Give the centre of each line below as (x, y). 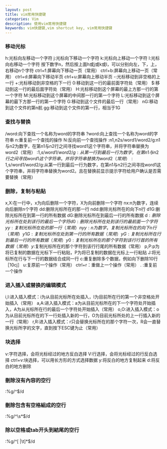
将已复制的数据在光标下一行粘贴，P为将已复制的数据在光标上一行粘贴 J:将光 (83, 253)
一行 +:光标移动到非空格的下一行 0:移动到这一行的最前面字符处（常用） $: (80, 83)
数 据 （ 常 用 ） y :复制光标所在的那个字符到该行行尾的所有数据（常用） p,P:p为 (82, 247)
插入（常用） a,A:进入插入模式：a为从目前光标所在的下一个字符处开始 (80, 303)
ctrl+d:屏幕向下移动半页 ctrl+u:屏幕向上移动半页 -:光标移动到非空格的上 (87, 77)
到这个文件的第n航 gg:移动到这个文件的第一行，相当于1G (63, 108)
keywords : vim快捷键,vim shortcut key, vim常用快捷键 (59, 28)
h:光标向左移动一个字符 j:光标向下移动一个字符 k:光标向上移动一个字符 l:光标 (83, 58)
